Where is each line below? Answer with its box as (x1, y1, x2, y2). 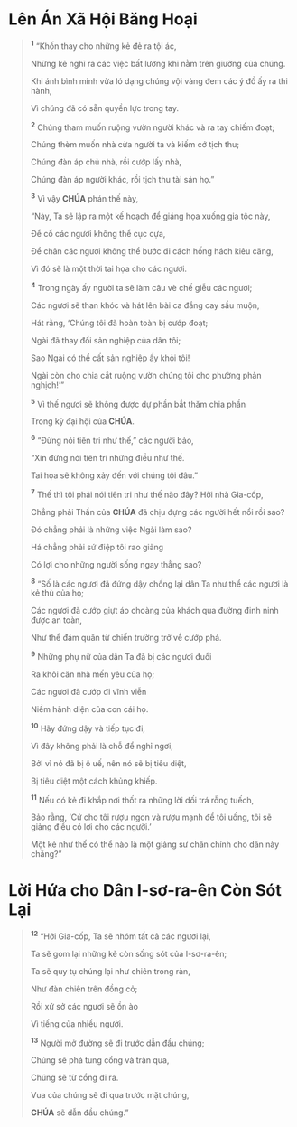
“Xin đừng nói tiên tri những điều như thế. (30, 452, 185, 463)
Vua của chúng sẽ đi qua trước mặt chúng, (30, 1090, 190, 1101)
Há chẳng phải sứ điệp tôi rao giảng (30, 541, 164, 552)
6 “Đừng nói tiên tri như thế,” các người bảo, (30, 434, 195, 446)
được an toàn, (30, 615, 83, 625)
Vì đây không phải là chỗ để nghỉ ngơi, (30, 740, 173, 751)
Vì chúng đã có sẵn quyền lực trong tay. (30, 102, 180, 113)
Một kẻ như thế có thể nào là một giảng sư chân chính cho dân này (30, 839, 280, 850)
